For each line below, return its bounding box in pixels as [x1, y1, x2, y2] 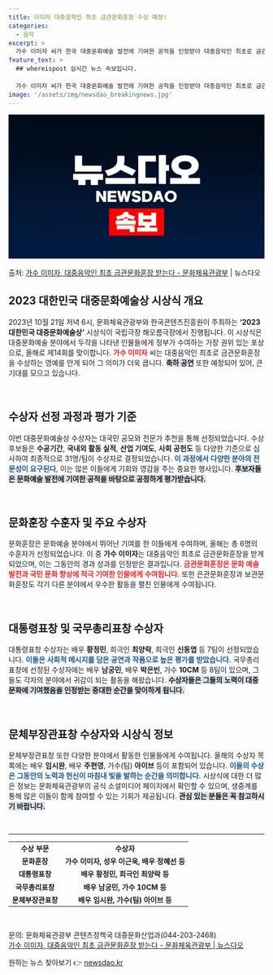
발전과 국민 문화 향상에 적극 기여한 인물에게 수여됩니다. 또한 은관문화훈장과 [8, 569, 243, 579]
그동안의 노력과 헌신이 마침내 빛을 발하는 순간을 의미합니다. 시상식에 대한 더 [16, 771, 253, 781]
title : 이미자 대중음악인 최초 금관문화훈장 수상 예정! [8, 13, 167, 21]
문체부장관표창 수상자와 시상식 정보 [8, 727, 174, 741]
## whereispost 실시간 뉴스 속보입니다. [15, 65, 137, 73]
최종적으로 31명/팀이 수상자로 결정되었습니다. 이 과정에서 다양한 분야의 [29, 453, 252, 463]
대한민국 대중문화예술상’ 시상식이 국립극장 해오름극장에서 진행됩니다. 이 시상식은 [8, 327, 262, 337]
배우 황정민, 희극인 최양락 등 [80, 869, 169, 879]
